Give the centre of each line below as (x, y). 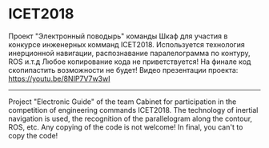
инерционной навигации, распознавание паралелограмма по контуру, (129, 53)
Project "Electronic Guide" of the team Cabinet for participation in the (122, 102)
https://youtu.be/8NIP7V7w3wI (59, 78)
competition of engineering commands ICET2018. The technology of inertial (133, 110)
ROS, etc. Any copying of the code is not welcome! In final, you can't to (126, 127)
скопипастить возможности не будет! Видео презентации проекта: (123, 70)
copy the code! (33, 135)
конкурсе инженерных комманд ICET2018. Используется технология (127, 44)
